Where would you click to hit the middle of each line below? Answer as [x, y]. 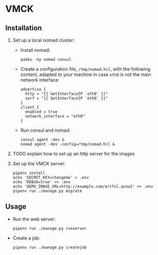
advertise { [33, 89]
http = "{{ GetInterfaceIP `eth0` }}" [66, 94]
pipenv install [29, 173]
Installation [24, 28]
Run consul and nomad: [45, 130]
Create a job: [26, 238]
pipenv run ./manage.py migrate [47, 191]
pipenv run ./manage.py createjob [50, 247]
